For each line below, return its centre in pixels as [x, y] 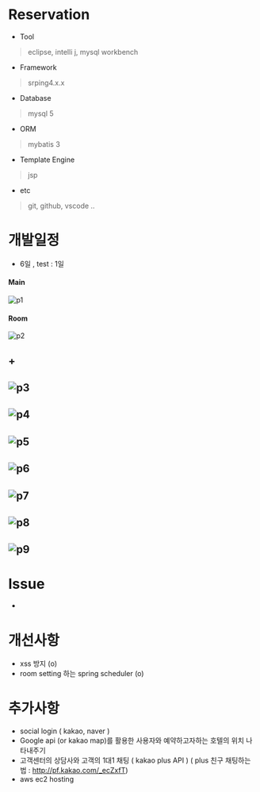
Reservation [49, 15]
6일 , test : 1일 [42, 263]
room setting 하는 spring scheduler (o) [82, 674]
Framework [38, 67]
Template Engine [47, 160]
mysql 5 [40, 113]
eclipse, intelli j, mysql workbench [83, 52]
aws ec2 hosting [46, 779]
